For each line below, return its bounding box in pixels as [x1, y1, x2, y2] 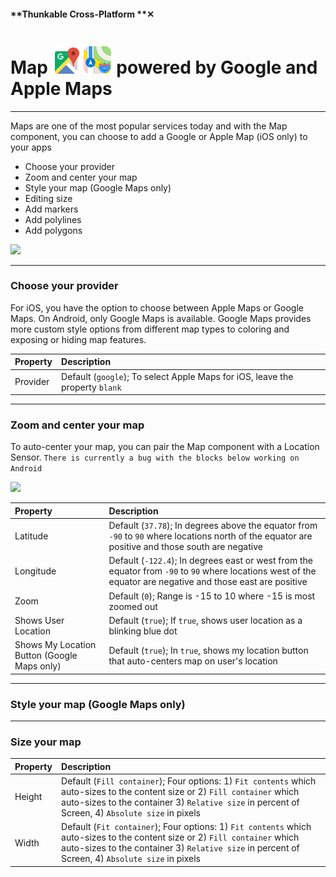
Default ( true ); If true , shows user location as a [108, 614, 303, 626]
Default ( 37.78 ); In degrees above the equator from [108, 520, 318, 532]
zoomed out [108, 600, 158, 612]
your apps [10, 141, 52, 153]
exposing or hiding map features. [10, 333, 147, 345]
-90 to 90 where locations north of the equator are [108, 530, 313, 542]
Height [14, 791, 43, 803]
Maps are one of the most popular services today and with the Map [10, 120, 288, 132]
